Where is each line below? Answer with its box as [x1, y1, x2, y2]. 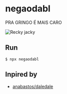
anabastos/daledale [12, 83, 53, 90]
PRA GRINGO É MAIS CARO [5, 19, 62, 25]
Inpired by [5, 70, 37, 79]
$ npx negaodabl [5, 57, 39, 62]
